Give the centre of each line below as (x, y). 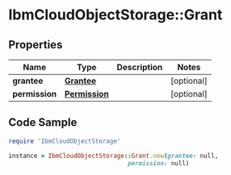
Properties (36, 45)
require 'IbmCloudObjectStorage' (65, 141)
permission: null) (159, 163)
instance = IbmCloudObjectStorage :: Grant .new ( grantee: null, (113, 156)
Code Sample (43, 123)
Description (140, 67)
